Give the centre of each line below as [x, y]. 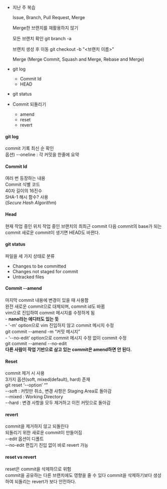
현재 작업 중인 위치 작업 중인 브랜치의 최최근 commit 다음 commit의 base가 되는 [83, 226]
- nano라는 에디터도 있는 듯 [32, 319]
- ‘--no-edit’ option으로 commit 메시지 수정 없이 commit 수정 [66, 338]
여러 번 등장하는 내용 [25, 178]
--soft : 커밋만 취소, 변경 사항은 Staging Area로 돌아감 [58, 391]
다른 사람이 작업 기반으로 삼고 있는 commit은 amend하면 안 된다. [68, 350]
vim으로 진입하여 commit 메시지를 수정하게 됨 [50, 313]
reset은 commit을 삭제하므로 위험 [38, 469]
